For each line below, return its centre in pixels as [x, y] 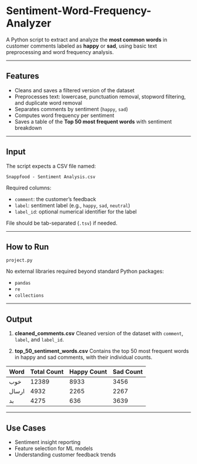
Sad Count [128, 372]
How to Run [28, 247]
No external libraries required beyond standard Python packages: [85, 271]
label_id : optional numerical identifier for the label [75, 211]
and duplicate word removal [48, 103]
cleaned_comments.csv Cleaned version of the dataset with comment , [99, 333]
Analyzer [29, 23]
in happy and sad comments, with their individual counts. [83, 358]
